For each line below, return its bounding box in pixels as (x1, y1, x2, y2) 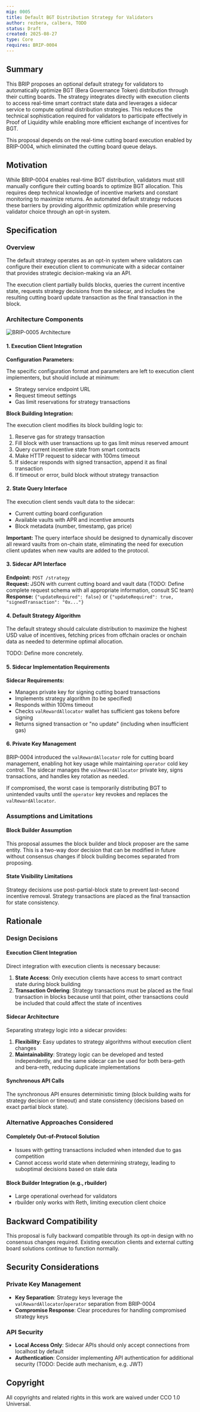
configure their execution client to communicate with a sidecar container (6, 263, 185, 270)
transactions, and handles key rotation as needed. (6, 772, 130, 779)
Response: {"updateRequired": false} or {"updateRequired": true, (6, 593, 174, 600)
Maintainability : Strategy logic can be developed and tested (14, 1051, 164, 1058)
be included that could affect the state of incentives (14, 999, 142, 1006)
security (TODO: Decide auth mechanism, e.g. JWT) (14, 1360, 143, 1368)
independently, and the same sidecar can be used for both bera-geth (14, 1057, 185, 1064)
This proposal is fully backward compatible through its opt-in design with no (6, 1232, 194, 1239)
